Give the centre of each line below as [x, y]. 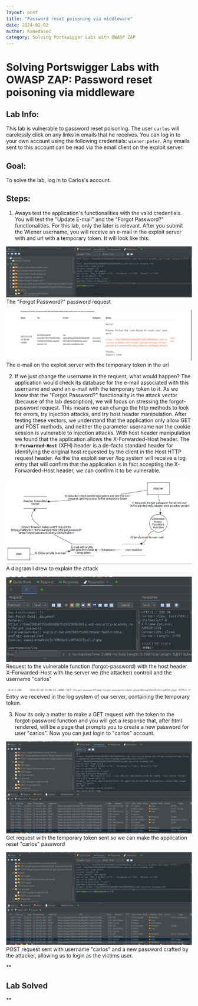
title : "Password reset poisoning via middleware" [70, 19]
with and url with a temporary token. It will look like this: [82, 238]
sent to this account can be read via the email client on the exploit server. [95, 147]
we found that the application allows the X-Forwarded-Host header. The [102, 439]
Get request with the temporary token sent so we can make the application [97, 838]
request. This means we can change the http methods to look [115, 408]
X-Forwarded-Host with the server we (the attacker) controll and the [89, 672]
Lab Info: [23, 114]
